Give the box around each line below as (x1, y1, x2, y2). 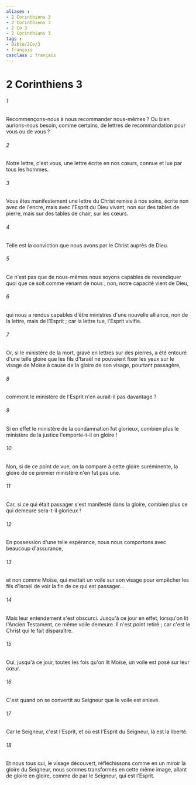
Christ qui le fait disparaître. (6, 627, 73, 634)
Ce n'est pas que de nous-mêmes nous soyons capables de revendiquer (6, 273, 181, 280)
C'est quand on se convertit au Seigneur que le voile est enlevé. (6, 697, 160, 704)
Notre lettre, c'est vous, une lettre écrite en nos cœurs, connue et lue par (6, 160, 183, 167)
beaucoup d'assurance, (6, 545, 63, 552)
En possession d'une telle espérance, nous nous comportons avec (6, 539, 167, 546)
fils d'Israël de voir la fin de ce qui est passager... (6, 583, 125, 590)
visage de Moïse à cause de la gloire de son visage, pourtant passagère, (6, 362, 181, 369)
